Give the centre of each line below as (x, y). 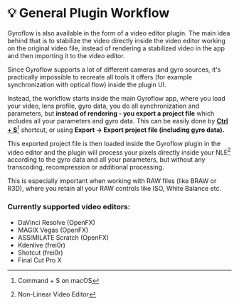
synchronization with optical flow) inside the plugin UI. (87, 84)
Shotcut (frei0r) (40, 253)
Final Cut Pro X (39, 260)
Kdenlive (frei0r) (42, 245)
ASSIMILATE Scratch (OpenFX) (63, 237)
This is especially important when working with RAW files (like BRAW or (112, 181)
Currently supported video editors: (69, 207)
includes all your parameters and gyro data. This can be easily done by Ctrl (118, 121)
